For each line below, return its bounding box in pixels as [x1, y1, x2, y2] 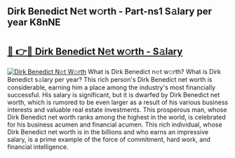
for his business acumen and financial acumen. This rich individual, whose [7, 120, 222, 129]
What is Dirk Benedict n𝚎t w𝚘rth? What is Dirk [87, 68, 222, 76]
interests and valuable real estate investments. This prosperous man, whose [7, 106, 227, 114]
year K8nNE [7, 17, 61, 29]
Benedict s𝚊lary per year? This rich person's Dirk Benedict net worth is [7, 76, 213, 83]
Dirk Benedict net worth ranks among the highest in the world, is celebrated [7, 113, 226, 121]
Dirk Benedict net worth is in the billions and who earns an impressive [7, 128, 209, 136]
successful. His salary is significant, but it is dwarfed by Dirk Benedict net [7, 91, 220, 99]
